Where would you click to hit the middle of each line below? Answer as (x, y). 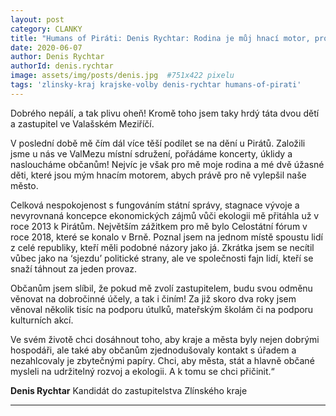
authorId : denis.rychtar (62, 66)
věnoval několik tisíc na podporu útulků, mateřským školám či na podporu (162, 309)
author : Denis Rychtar (57, 57)
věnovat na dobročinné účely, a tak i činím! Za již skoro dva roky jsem (153, 298)
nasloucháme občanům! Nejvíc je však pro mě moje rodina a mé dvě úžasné (167, 164)
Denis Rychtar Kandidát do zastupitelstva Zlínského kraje (129, 390)
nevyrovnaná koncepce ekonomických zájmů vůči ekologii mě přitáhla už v (165, 215)
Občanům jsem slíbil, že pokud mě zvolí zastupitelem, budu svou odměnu (161, 288)
